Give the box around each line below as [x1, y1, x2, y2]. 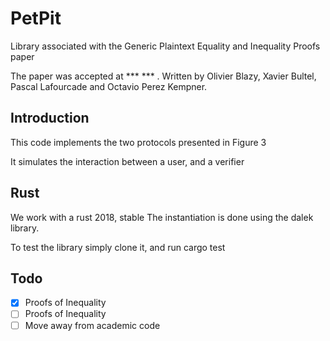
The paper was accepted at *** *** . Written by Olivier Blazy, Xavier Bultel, [10, 70, 317, 82]
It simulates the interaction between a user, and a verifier [10, 155, 245, 167]
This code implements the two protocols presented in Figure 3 [10, 136, 267, 148]
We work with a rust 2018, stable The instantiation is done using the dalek [10, 211, 314, 223]
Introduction [10, 110, 90, 127]
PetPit [10, 7, 62, 30]
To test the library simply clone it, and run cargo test [10, 241, 226, 253]
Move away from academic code [24, 319, 161, 331]
